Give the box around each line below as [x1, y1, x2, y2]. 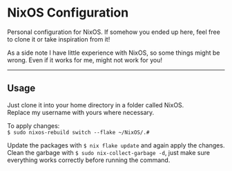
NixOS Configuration [7, 5, 129, 21]
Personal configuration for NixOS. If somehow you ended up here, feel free [7, 28, 221, 36]
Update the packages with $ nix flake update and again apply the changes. [7, 141, 225, 150]
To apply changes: [7, 121, 60, 129]
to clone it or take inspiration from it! [7, 35, 110, 43]
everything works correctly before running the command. [7, 156, 171, 164]
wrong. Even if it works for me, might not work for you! [7, 55, 162, 64]
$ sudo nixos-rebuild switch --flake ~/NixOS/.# [7, 129, 150, 136]
